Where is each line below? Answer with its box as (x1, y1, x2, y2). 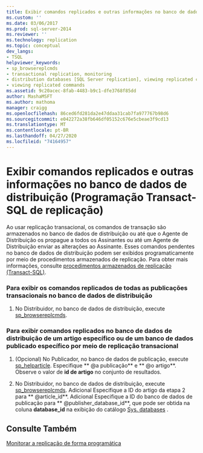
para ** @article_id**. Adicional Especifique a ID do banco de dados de (14, 393, 193, 400)
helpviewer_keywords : (6, 59, 61, 65)
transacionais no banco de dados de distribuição (6, 291, 153, 300)
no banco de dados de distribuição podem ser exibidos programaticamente (6, 249, 195, 257)
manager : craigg (6, 104, 47, 111)
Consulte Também (6, 423, 77, 434)
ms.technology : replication (6, 37, 77, 43)
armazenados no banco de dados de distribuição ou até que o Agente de (6, 230, 188, 237)
